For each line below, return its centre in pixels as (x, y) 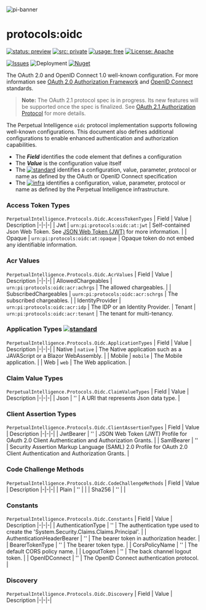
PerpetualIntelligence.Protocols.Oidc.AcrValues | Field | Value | (89, 274)
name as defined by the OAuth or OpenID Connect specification (96, 176)
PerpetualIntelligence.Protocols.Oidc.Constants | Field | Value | (89, 519)
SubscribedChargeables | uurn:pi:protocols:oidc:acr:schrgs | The (92, 294)
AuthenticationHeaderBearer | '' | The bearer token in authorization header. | (103, 539)
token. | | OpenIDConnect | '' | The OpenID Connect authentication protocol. (103, 558)
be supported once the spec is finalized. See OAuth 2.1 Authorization (108, 106)
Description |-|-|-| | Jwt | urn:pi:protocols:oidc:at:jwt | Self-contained (98, 225)
